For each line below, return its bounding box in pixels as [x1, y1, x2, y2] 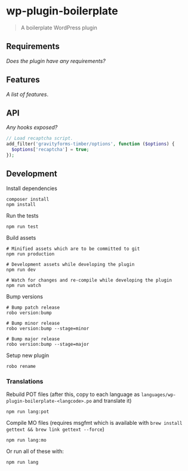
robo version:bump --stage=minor [6, 325, 90, 331]
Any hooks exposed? [6, 124, 58, 131]
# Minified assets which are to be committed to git [6, 246, 140, 252]
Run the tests [6, 212, 39, 219]
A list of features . [6, 90, 49, 98]
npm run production [6, 250, 55, 257]
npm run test [6, 224, 39, 230]
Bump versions [6, 292, 44, 300]
